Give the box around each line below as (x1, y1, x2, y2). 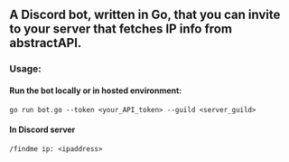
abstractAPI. (9, 35, 82, 51)
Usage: (9, 62, 42, 75)
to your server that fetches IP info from (9, 22, 233, 37)
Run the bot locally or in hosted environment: (9, 85, 182, 96)
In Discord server (9, 124, 76, 135)
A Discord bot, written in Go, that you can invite (9, 7, 281, 23)
